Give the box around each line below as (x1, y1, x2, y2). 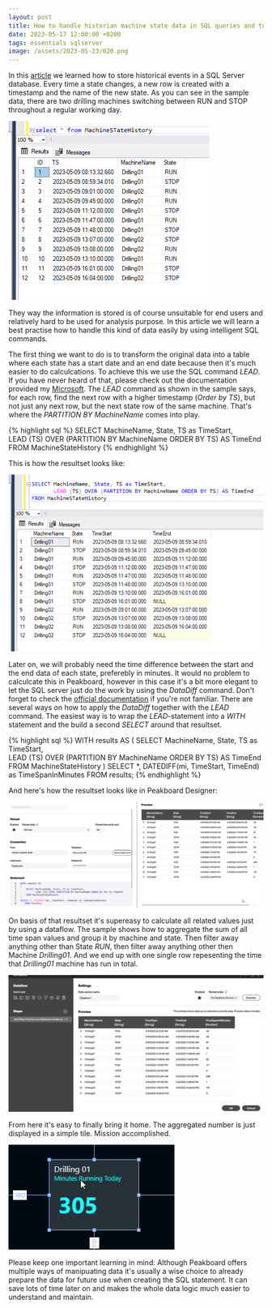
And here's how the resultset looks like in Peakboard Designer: (8, 786, 218, 796)
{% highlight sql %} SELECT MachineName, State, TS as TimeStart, (8, 425, 233, 435)
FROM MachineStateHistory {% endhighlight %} (8, 442, 168, 453)
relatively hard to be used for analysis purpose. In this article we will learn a (8, 317, 260, 327)
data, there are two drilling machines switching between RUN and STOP (8, 96, 249, 106)
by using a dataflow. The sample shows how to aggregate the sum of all (8, 925, 249, 934)
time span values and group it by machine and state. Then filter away (8, 933, 239, 943)
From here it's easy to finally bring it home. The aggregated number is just (8, 1119, 256, 1130)
